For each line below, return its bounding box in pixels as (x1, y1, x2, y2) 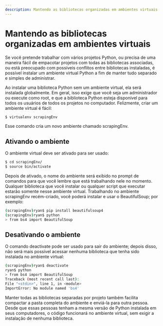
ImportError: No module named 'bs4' (5, 286, 79, 291)
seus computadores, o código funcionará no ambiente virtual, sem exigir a (5, 310, 154, 316)
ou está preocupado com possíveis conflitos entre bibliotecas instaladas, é (5, 65, 155, 70)
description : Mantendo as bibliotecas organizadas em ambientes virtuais (5, 7, 158, 12)
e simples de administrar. (5, 75, 55, 81)
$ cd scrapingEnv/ (5, 160, 42, 165)
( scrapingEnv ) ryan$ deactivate (5, 263, 69, 268)
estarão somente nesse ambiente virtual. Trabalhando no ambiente (5, 189, 140, 194)
